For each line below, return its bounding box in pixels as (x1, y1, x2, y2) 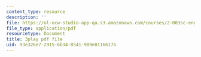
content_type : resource (6, 8, 66, 15)
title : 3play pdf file (6, 36, 63, 42)
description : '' (6, 14, 47, 20)
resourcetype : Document (6, 31, 66, 37)
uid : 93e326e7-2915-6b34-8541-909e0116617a (6, 42, 117, 48)
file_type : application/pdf (6, 25, 77, 31)
